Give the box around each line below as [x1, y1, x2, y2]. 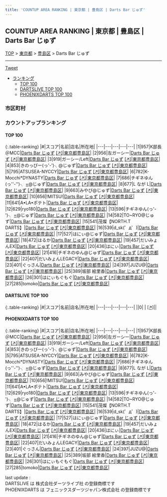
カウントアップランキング [5, 120, 66, 126]
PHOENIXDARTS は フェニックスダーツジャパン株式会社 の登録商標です [5, 487, 152, 493]
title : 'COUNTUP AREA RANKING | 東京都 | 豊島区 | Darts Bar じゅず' [5, 7, 146, 12]
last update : [5, 474, 31, 481]
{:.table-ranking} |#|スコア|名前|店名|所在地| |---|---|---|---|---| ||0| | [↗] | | [5, 304, 157, 310]
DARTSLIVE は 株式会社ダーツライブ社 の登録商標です [5, 480, 115, 486]
